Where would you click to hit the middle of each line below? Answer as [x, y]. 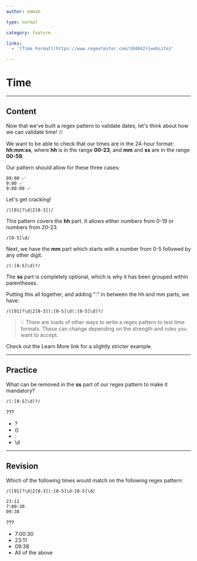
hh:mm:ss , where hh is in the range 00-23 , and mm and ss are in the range [98, 149]
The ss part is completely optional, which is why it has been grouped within [97, 277]
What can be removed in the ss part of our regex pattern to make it [87, 384]
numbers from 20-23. [32, 227]
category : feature [28, 33]
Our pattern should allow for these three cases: [63, 167]
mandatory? [21, 390]
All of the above [33, 552]
